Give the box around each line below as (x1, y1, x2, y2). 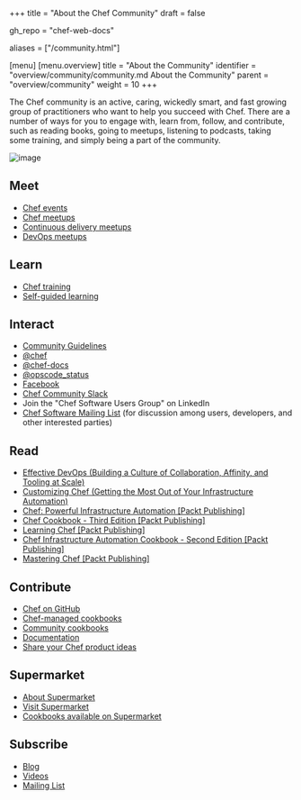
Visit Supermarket (22, 701, 90, 712)
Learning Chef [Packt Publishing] (22, 524, 146, 535)
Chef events (22, 202, 68, 213)
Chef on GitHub (22, 604, 81, 614)
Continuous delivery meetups (22, 221, 132, 232)
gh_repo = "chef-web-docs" (9, 25, 115, 35)
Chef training (22, 281, 72, 292)
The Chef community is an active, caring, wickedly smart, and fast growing (9, 96, 288, 107)
